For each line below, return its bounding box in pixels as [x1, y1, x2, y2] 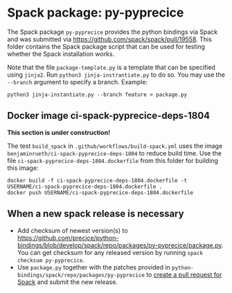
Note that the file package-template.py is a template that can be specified [7, 63, 216, 71]
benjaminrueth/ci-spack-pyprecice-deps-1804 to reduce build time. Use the [7, 149, 222, 157]
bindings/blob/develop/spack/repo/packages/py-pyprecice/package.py [17, 240, 222, 249]
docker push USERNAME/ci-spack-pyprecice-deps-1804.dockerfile [7, 189, 194, 196]
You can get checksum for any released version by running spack [17, 248, 203, 256]
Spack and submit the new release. [17, 278, 118, 286]
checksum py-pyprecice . [17, 256, 85, 264]
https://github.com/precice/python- [17, 234, 119, 242]
